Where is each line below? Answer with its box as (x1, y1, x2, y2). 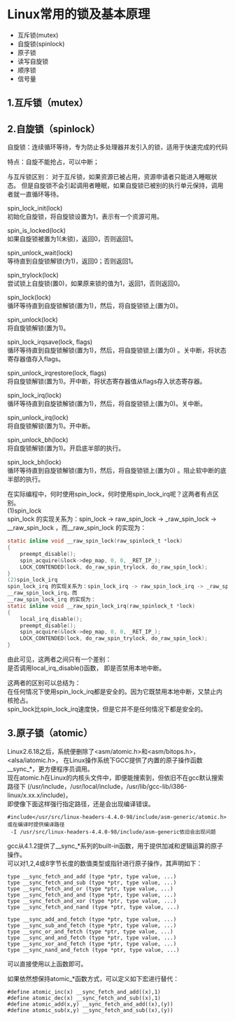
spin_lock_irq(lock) (7, 391, 62, 399)
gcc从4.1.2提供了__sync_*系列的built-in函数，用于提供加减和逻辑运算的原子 (7, 841, 224, 850)
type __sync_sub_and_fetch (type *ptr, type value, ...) (7, 922, 177, 929)
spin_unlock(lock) (7, 315, 58, 324)
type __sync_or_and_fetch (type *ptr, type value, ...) (7, 928, 173, 935)
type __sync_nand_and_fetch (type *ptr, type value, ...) (7, 946, 180, 953)
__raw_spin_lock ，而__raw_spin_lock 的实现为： (7, 524, 147, 532)
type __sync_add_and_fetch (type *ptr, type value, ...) (7, 915, 177, 923)
